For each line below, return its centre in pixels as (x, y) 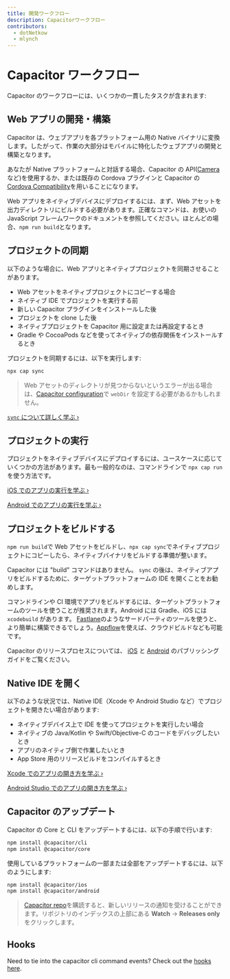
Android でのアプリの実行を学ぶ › (54, 505)
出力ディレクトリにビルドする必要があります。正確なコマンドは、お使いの (112, 209)
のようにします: (29, 872)
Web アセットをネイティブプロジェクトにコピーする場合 (96, 292)
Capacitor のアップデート (61, 812)
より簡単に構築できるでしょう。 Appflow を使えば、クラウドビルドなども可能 (115, 628)
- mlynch (26, 39)
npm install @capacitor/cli (47, 843)
